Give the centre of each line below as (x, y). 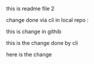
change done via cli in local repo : (48, 20)
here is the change (29, 55)
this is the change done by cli (42, 43)
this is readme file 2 (30, 9)
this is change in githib (34, 31)
